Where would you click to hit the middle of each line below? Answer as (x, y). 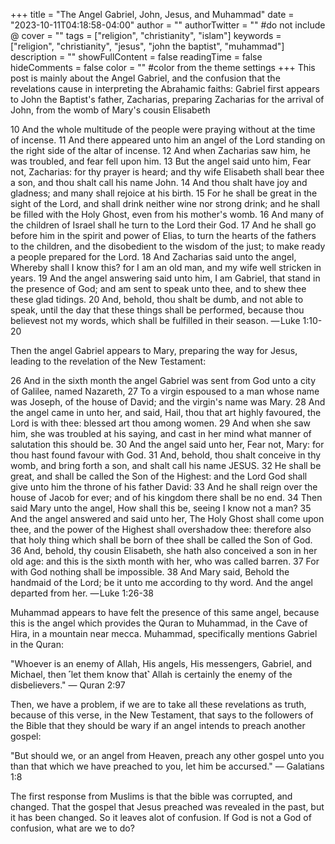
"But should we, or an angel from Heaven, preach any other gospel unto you (167, 755)
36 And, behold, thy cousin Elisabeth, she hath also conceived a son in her (164, 550)
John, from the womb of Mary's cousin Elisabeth (110, 110)
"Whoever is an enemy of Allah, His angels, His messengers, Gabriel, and (161, 663)
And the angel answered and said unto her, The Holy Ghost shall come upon (167, 518)
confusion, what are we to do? (72, 828)
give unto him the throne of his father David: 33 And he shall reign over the (164, 487)
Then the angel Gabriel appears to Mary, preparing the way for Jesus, (154, 350)
